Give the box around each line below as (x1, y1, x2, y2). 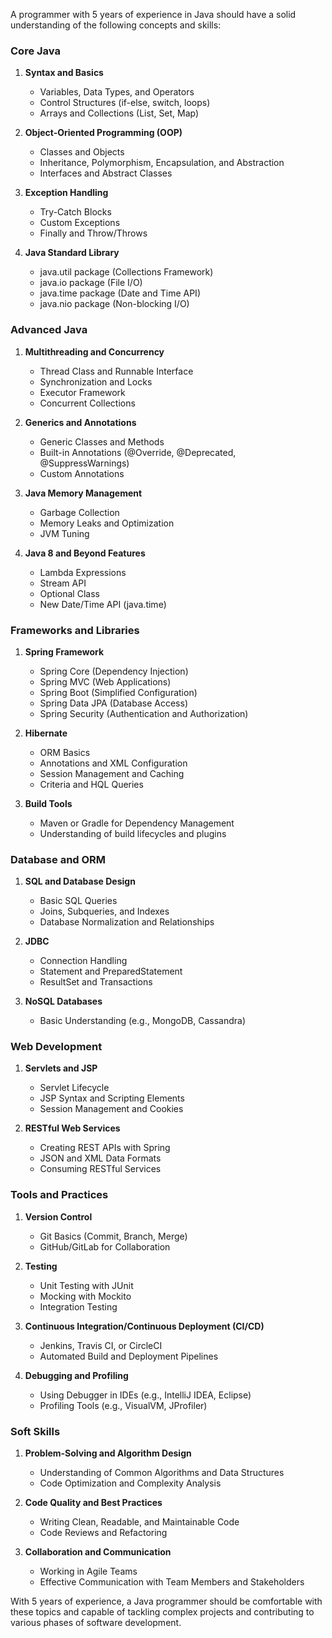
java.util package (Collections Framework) (39, 266, 214, 278)
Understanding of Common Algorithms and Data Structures (39, 1467, 285, 1479)
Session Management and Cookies (39, 1103, 184, 1115)
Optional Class (39, 587, 100, 599)
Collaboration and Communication (24, 1546, 172, 1558)
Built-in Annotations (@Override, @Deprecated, (39, 446, 237, 458)
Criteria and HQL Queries (39, 778, 144, 790)
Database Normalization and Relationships (39, 916, 215, 928)
